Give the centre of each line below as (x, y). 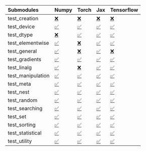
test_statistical (25, 133)
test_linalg (20, 67)
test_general (22, 51)
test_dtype (20, 35)
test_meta (19, 84)
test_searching (25, 108)
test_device (21, 26)
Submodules (23, 10)
